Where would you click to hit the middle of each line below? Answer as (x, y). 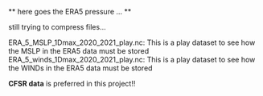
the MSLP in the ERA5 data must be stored (79, 51)
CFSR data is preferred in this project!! (72, 84)
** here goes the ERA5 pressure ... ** (70, 12)
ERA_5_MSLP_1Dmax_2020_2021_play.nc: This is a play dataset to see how (132, 42)
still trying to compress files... (57, 27)
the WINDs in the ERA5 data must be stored (80, 68)
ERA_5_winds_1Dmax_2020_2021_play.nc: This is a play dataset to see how (132, 60)
